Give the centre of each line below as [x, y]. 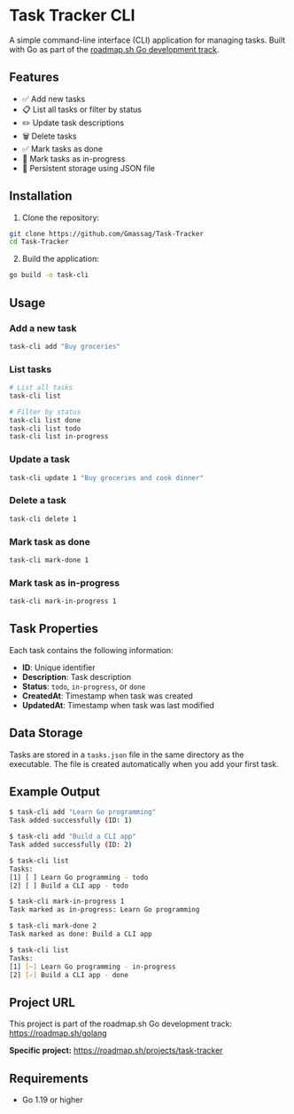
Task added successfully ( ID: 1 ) [71, 821]
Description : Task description [76, 676]
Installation [41, 196]
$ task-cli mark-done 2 [53, 926]
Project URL [42, 1003]
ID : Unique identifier [58, 668]
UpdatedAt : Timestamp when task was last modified [118, 705]
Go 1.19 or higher [52, 1100]
